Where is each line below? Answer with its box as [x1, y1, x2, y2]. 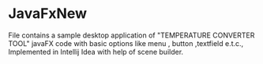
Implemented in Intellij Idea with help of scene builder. [8, 47, 184, 56]
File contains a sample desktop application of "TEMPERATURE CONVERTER [8, 30, 255, 40]
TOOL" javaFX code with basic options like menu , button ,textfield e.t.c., [8, 38, 244, 48]
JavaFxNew [8, 5, 88, 23]
